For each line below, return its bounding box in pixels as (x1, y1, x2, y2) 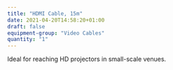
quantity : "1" (7, 36, 49, 43)
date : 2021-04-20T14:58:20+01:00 (7, 17, 105, 24)
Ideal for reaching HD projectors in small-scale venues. (7, 55, 167, 63)
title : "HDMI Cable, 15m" (7, 10, 83, 17)
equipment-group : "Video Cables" (7, 29, 105, 37)
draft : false (7, 23, 46, 30)
